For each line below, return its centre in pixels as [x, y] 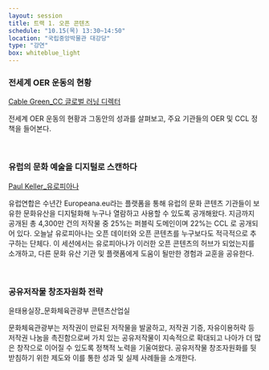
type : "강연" [29, 46]
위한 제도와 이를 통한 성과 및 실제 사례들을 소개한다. [116, 357]
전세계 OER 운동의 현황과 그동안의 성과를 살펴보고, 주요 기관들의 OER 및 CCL [129, 119]
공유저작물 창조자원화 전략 [56, 291]
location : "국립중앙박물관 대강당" [59, 38]
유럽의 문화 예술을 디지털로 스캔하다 [73, 167]
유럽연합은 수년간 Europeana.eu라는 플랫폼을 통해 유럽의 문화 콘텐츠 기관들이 [130, 203]
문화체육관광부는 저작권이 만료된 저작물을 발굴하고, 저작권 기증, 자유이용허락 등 [132, 327]
